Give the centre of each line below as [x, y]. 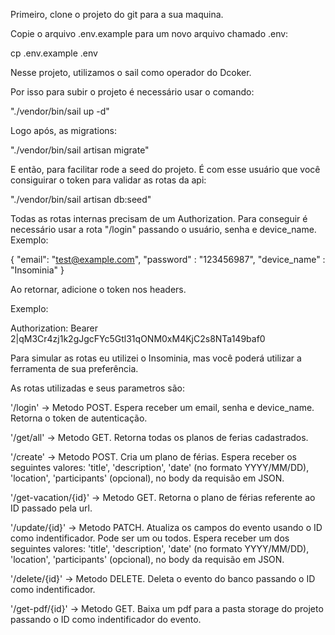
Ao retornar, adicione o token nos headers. [98, 289]
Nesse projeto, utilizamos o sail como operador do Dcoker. [131, 72]
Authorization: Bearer [54, 328]
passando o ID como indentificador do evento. [106, 619]
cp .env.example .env [54, 53]
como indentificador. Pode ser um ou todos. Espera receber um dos [150, 538]
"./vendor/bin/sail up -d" [60, 111]
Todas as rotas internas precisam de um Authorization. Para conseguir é [159, 218]
